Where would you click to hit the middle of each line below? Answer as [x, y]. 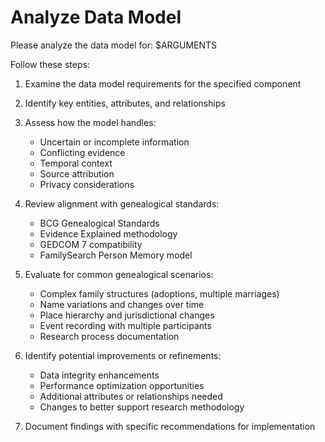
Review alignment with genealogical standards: [122, 203]
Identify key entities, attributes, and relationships [125, 103]
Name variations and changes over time [122, 304]
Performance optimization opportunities [122, 385]
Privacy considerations [87, 184]
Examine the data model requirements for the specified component [163, 83]
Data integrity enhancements [99, 375]
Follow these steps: [50, 64]
